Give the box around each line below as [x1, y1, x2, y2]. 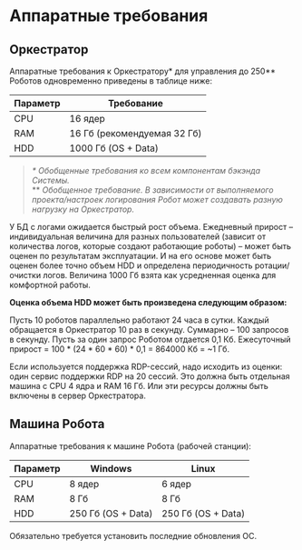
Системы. [31, 175, 70, 185]
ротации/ [254, 260, 290, 271]
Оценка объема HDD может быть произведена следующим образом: [9, 297, 287, 307]
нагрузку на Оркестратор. [31, 204, 134, 215]
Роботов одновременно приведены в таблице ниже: [9, 75, 213, 86]
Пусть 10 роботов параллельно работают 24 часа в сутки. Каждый [9, 315, 269, 325]
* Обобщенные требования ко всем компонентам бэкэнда [31, 165, 261, 175]
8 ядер [69, 477, 100, 490]
